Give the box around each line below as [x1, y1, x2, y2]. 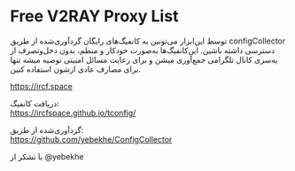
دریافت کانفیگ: [10, 97, 60, 108]
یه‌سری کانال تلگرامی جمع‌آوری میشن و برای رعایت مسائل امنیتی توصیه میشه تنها [10, 54, 278, 65]
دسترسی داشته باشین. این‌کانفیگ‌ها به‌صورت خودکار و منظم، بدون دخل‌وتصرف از [10, 44, 276, 55]
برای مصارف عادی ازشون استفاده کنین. [10, 64, 141, 74]
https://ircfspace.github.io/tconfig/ [10, 107, 136, 118]
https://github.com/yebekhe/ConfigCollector [10, 134, 173, 144]
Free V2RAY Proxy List [10, 6, 179, 27]
